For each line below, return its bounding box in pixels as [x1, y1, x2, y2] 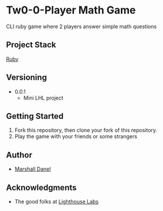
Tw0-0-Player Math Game [6, 4, 136, 17]
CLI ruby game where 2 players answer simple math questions [6, 23, 157, 30]
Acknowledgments [6, 182, 77, 192]
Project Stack [6, 40, 57, 50]
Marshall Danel [14, 165, 51, 173]
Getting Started [6, 111, 64, 121]
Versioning [6, 73, 47, 83]
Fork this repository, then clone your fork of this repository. [14, 127, 157, 134]
